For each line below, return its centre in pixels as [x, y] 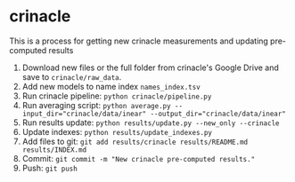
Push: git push [49, 168]
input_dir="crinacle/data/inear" [84, 114]
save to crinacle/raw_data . [72, 76]
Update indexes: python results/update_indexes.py [117, 131]
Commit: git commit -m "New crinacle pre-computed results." [139, 158]
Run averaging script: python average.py [96, 105]
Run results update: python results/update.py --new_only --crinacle [151, 123]
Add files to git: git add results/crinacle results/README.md [135, 141]
